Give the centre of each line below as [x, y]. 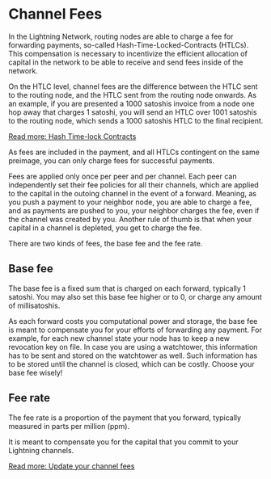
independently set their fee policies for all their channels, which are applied [133, 185]
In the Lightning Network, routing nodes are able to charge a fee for [121, 36]
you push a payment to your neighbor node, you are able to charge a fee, [130, 202]
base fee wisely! [36, 372]
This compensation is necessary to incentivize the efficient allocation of [128, 53]
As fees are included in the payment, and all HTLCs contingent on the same [134, 152]
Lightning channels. [41, 450]
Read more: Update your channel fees [72, 466]
